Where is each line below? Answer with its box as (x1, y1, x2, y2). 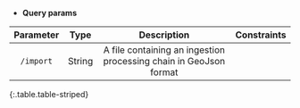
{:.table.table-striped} (9, 89, 89, 99)
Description (138, 29, 190, 41)
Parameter (13, 29, 60, 41)
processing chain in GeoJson (103, 55, 226, 67)
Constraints (235, 29, 287, 41)
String (67, 55, 94, 67)
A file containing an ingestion (103, 44, 226, 56)
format (150, 66, 179, 79)
